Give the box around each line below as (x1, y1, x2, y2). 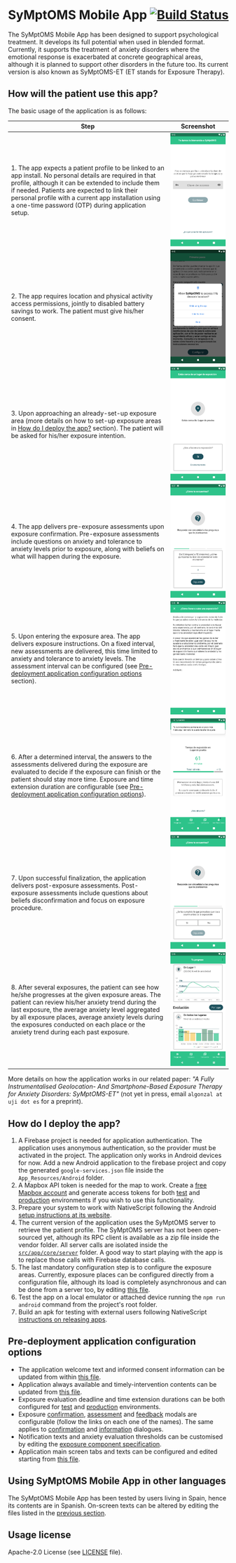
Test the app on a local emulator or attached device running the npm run (18, 1293, 225, 1302)
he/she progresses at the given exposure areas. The (11, 991, 162, 999)
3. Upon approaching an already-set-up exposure (11, 409, 157, 417)
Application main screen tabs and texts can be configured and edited (18, 1447, 218, 1456)
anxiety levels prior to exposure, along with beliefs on (11, 545, 165, 553)
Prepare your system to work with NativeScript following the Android (18, 1203, 216, 1212)
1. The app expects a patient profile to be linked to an (11, 164, 165, 172)
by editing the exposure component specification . (18, 1439, 162, 1448)
